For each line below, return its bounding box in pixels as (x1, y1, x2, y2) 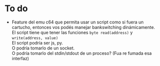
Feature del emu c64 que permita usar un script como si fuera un (11, 19, 144, 25)
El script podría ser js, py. (11, 40, 63, 45)
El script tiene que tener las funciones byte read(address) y (11, 29, 133, 35)
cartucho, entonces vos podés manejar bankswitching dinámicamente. (11, 24, 155, 30)
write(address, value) (11, 35, 58, 41)
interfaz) (11, 55, 29, 61)
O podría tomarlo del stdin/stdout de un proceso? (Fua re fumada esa (11, 50, 152, 56)
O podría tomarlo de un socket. (11, 45, 75, 51)
